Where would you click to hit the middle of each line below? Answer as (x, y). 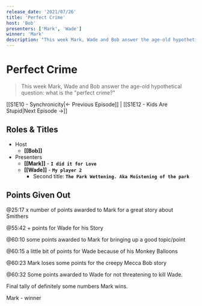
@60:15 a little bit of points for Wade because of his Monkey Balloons (92, 251)
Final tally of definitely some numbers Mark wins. (67, 286)
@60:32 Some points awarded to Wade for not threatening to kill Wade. (95, 274)
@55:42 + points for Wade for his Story (55, 228)
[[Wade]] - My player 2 (53, 170)
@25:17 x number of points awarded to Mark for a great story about (90, 210)
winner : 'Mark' (25, 34)
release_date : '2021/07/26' (41, 12)
